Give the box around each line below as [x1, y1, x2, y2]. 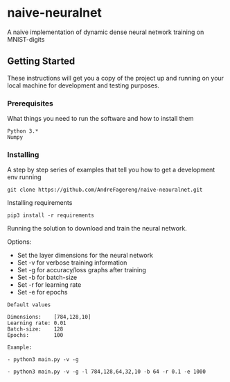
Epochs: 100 [7, 332, 64, 339]
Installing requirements [7, 199, 73, 207]
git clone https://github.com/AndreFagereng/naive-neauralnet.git [7, 186, 203, 194]
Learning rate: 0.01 [7, 319, 67, 327]
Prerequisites [7, 99, 53, 108]
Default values [7, 301, 51, 308]
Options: [7, 238, 32, 246]
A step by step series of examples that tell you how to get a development [7, 165, 215, 174]
